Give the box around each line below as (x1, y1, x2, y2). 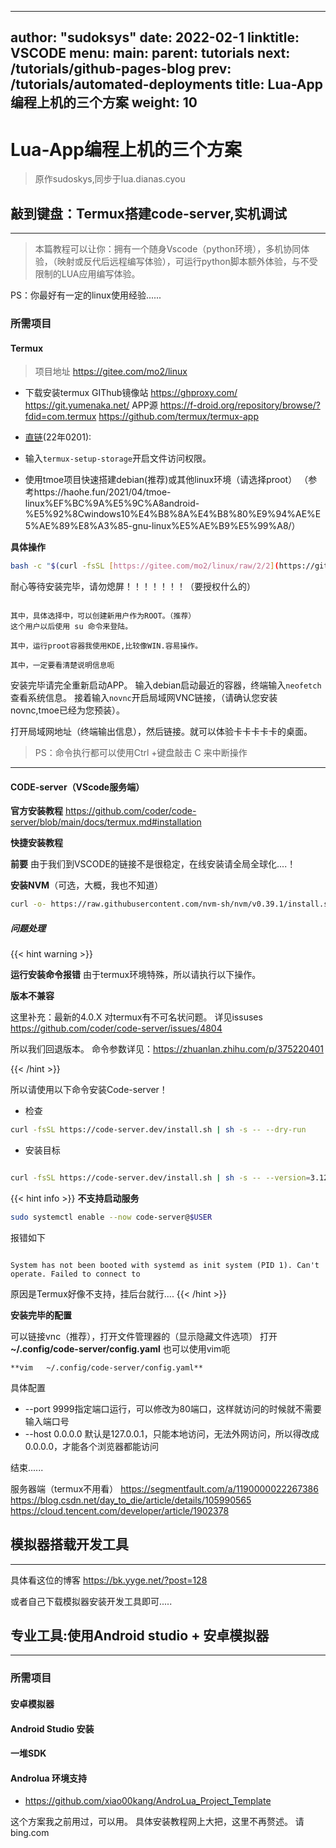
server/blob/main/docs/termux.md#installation (10, 816, 202, 828)
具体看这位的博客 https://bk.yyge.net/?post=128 (10, 1574, 208, 1586)
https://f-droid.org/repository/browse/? (159, 399, 321, 411)
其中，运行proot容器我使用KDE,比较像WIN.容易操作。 (10, 641, 203, 651)
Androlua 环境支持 (10, 1772, 87, 1784)
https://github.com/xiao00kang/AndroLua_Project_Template (24, 1795, 272, 1807)
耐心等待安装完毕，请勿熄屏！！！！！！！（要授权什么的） (10, 581, 256, 593)
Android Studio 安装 (10, 1722, 95, 1735)
